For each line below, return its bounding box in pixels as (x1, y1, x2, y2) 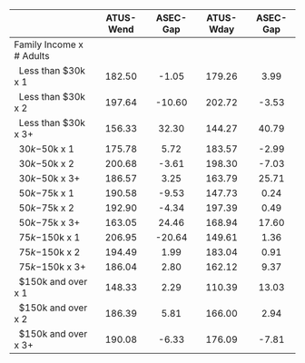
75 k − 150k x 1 (18, 231, 81, 243)
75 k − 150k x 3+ (18, 260, 86, 273)
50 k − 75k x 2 (18, 201, 74, 214)
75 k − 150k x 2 (18, 246, 81, 258)
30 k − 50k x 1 (18, 142, 74, 155)
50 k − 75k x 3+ (18, 217, 81, 229)
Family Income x (14, 38, 84, 51)
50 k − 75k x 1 (18, 187, 74, 199)
